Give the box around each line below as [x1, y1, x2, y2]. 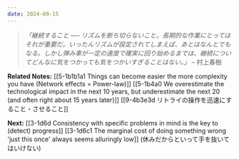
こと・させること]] [13, 104, 69, 113]
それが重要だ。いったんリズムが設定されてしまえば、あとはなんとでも [24, 40, 231, 48]
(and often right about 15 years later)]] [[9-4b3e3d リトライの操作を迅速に [7, 96, 226, 104]
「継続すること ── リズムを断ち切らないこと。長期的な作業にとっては [24, 31, 231, 39]
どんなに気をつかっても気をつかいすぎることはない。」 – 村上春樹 [31, 58, 223, 66]
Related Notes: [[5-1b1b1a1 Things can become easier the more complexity [7, 72, 228, 81]
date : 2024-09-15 [7, 10, 59, 18]
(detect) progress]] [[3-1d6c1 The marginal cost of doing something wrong [7, 126, 227, 135]
